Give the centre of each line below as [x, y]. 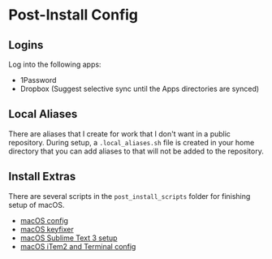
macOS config [44, 220]
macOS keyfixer [47, 229]
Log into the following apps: [55, 64]
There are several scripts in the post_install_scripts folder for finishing [130, 196]
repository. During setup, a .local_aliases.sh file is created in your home [132, 142]
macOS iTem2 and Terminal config [78, 246]
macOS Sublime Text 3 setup [69, 238]
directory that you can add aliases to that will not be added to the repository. [136, 151]
